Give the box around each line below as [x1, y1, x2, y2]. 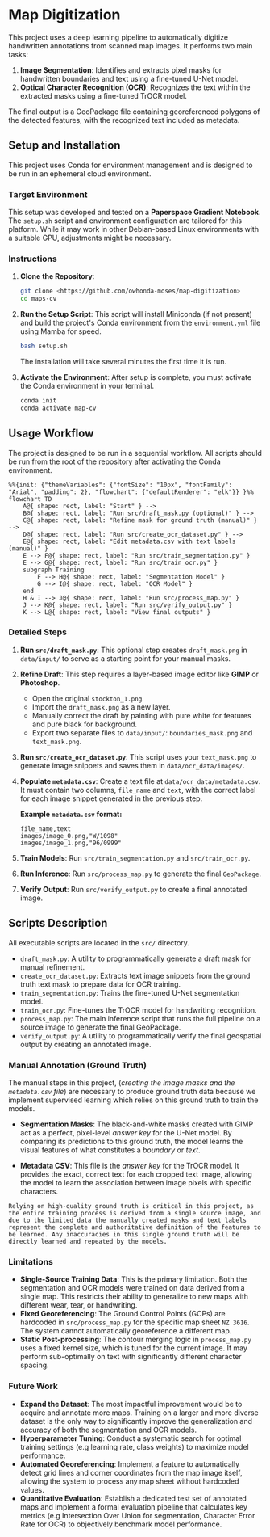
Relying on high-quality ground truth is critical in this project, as [8, 1202, 254, 1210]
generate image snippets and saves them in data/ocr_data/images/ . [19, 760, 245, 770]
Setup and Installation [8, 139, 121, 153]
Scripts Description [8, 916, 108, 930]
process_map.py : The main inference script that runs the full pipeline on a [19, 1013, 261, 1023]
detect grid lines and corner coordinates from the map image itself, [19, 1468, 243, 1477]
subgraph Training [23, 566, 85, 574]
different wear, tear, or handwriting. [19, 1300, 138, 1310]
